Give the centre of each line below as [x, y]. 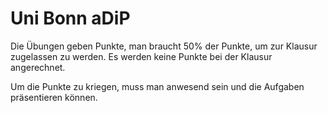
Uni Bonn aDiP [70, 18]
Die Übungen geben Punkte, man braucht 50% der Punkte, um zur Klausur [164, 46]
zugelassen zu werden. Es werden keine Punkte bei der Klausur [141, 56]
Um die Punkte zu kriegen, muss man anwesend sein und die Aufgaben [157, 86]
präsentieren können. [54, 97]
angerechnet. [38, 67]
